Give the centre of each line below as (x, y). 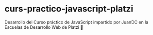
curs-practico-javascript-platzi (69, 9)
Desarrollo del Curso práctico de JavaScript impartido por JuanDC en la (76, 22)
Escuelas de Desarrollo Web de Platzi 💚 (44, 27)
